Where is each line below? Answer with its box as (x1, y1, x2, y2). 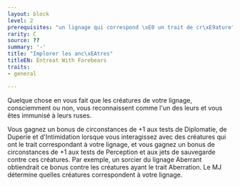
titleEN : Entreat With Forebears (7, 57, 107, 64)
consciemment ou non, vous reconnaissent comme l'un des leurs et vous (7, 103, 223, 112)
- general (7, 70, 37, 77)
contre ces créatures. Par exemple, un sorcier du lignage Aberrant (7, 155, 202, 164)
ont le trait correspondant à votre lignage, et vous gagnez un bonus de (7, 140, 216, 148)
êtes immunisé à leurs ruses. (7, 111, 92, 120)
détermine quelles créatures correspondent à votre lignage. (7, 170, 183, 179)
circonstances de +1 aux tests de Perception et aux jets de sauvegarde (7, 148, 216, 156)
